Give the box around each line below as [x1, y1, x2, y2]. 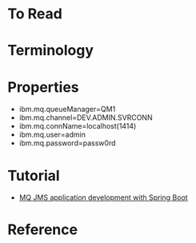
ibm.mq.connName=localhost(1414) [18, 121, 137, 131]
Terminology [7, 42, 94, 60]
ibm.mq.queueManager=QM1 [18, 105, 116, 114]
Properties [7, 78, 79, 96]
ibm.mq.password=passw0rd [18, 138, 116, 148]
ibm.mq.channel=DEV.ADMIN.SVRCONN [18, 113, 153, 122]
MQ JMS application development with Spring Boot [18, 193, 189, 202]
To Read [7, 5, 63, 23]
